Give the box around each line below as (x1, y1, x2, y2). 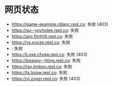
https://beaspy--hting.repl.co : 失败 (11, 57, 81, 63)
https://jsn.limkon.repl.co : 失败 (11, 63, 73, 69)
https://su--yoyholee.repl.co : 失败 (11, 27, 79, 33)
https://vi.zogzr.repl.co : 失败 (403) (11, 75, 81, 81)
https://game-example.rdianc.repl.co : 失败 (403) (11, 21, 109, 27)
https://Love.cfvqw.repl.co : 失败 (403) (11, 51, 88, 57)
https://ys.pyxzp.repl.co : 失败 (11, 39, 71, 45)
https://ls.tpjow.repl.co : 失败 (11, 70, 67, 75)
